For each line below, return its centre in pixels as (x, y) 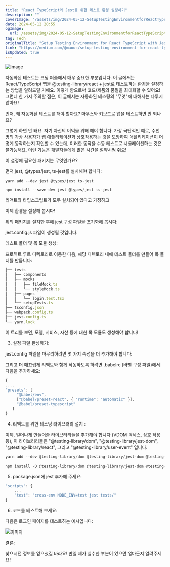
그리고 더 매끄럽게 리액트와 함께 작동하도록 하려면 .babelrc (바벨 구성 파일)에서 (83, 364)
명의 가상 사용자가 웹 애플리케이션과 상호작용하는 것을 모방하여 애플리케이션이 (82, 137)
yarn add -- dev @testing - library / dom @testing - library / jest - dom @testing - (86, 457)
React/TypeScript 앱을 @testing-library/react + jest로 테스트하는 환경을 (78, 84)
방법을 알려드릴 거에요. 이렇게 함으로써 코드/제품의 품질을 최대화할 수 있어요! (86, 90)
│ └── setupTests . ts (29, 303)
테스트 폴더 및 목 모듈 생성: (32, 243)
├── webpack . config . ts (29, 312)
